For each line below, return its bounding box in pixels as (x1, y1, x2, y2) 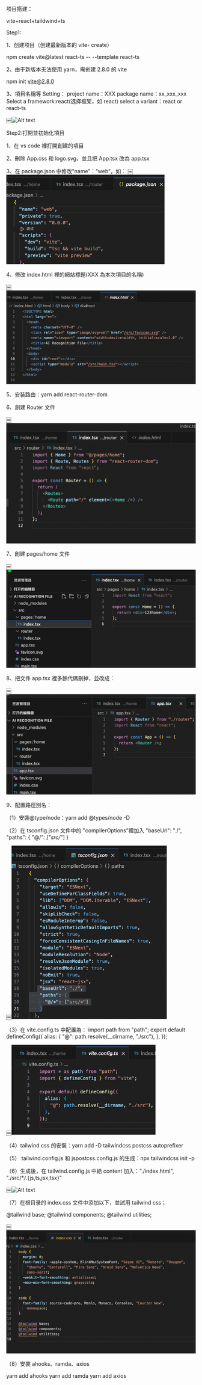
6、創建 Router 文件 (6, 404, 55, 411)
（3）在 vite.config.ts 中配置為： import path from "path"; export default (6, 1026, 185, 1033)
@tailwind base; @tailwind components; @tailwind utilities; (6, 1211, 152, 1218)
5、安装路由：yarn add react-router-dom (6, 391, 108, 398)
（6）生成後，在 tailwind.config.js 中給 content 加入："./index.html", (6, 1167, 174, 1175)
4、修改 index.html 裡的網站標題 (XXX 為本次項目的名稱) (6, 271, 144, 278)
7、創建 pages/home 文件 (6, 550, 70, 557)
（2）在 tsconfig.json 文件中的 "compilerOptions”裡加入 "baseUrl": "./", (6, 827, 182, 834)
